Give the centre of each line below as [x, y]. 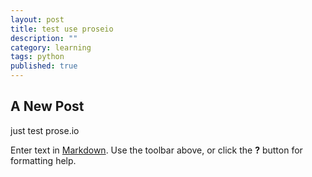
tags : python [37, 57]
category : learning [51, 47]
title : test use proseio [62, 29]
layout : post [37, 19]
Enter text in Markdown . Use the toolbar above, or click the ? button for [156, 150]
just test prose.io [45, 130]
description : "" [44, 38]
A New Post [47, 106]
